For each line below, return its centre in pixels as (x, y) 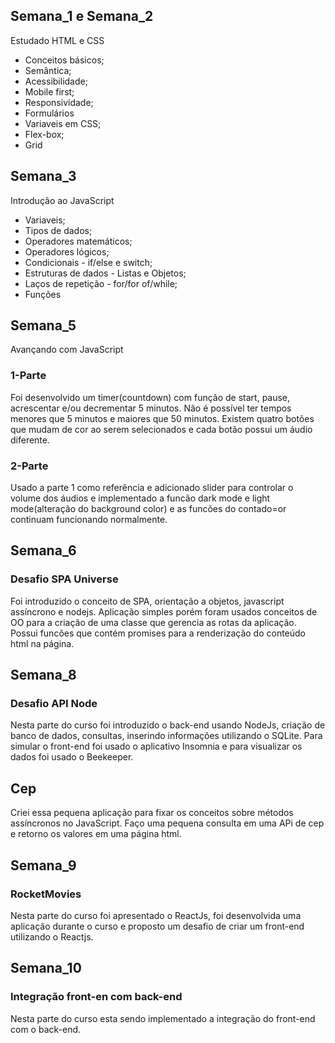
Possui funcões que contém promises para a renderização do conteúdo (158, 633)
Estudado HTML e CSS (57, 40)
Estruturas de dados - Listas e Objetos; (105, 273)
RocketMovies (46, 894)
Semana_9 (43, 865)
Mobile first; (49, 91)
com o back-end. (46, 1029)
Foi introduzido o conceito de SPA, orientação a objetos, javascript (147, 601)
